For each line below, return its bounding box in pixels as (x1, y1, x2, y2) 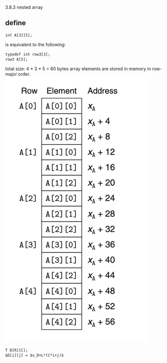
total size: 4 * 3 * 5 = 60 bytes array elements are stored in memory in (5, 65, 151, 72)
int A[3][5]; (5, 33, 33, 38)
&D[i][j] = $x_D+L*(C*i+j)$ (5, 352, 64, 358)
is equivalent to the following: (5, 41, 66, 47)
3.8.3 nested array (5, 5, 43, 10)
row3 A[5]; (5, 57, 28, 62)
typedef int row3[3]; (5, 52, 51, 57)
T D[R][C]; (5, 347, 28, 353)
